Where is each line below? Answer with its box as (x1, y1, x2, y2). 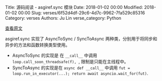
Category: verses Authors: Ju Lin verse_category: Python (5, 15, 122, 21)
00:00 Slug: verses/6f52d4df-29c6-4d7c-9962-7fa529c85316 (18, 10, 145, 16)
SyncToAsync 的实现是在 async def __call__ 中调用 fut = (12, 65, 130, 71)
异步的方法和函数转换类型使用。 (5, 42, 70, 48)
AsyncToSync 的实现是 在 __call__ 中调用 (12, 52, 97, 58)
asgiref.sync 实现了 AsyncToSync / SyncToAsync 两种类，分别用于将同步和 (5, 36, 158, 41)
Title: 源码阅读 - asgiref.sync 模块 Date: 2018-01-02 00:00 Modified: (5, 4, 143, 10)
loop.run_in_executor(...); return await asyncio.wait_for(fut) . (12, 71, 149, 76)
